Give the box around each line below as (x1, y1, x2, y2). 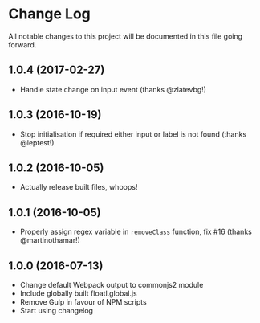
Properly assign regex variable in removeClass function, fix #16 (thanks (19, 227, 253, 237)
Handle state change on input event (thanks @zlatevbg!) (19, 84, 207, 94)
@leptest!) (19, 137, 55, 147)
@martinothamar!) (19, 235, 80, 245)
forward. (8, 39, 37, 49)
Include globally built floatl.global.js (19, 288, 138, 298)
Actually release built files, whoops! (19, 182, 138, 192)
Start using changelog (19, 306, 94, 315)
